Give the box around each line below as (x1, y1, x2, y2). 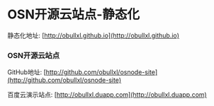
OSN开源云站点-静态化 (7, 6, 140, 23)
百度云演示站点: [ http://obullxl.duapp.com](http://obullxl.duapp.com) (7, 90, 207, 99)
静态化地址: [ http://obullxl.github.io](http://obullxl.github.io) (7, 31, 179, 40)
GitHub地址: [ (7, 68, 46, 76)
